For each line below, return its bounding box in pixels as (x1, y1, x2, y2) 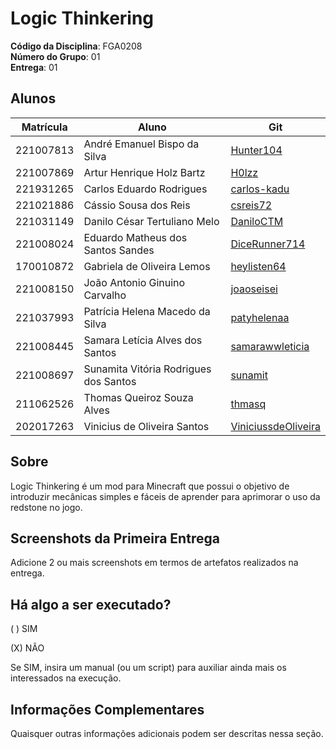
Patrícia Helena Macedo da (83, 304, 211, 318)
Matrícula (21, 120, 68, 134)
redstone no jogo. (10, 501, 83, 513)
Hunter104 (230, 143, 283, 157)
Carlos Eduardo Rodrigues (83, 182, 208, 196)
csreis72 (230, 198, 273, 212)
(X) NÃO (10, 642, 45, 654)
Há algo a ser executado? (10, 596, 172, 613)
